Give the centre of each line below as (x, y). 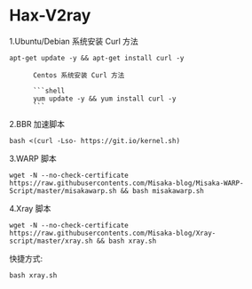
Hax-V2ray (50, 16)
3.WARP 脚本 (33, 158)
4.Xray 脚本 (30, 208)
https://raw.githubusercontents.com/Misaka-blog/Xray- (113, 233)
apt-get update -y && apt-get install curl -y (97, 58)
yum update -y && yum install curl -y (104, 99)
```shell (49, 91)
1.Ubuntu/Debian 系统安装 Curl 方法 (74, 41)
